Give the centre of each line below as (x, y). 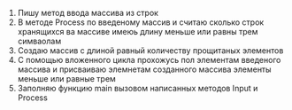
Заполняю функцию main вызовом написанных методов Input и (138, 88)
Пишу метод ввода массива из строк (88, 13)
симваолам (39, 41)
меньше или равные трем (67, 79)
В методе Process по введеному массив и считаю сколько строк (141, 22)
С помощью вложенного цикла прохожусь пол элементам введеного (149, 60)
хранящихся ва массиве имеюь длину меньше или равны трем (138, 31)
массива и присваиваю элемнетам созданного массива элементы (144, 69)
